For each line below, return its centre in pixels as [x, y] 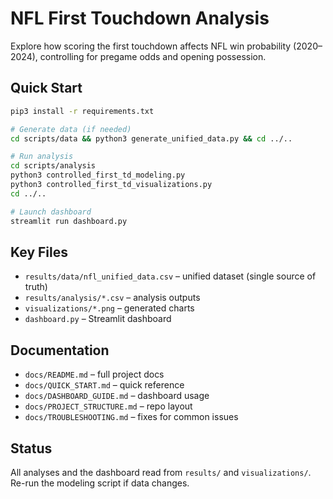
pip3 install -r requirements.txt [82, 111]
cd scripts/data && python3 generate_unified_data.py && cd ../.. [151, 138]
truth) [36, 287]
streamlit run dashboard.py [69, 221]
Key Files [39, 252]
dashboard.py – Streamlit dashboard [98, 319]
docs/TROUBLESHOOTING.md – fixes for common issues [131, 417]
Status [31, 448]
